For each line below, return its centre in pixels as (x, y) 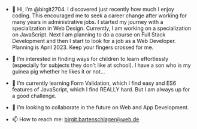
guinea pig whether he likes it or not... (58, 71)
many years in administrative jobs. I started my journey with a (87, 22)
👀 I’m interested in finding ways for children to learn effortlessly (90, 59)
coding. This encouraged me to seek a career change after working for (99, 16)
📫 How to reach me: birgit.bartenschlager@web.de (75, 119)
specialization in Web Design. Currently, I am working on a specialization (101, 28)
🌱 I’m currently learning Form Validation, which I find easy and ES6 (94, 83)
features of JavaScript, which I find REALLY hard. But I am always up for (101, 89)
